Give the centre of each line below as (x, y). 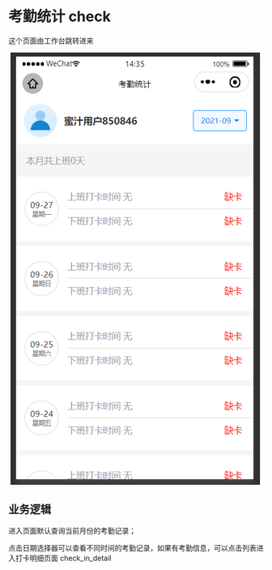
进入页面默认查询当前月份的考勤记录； (72, 530)
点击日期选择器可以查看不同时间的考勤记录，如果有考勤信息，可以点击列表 (132, 547)
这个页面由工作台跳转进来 (51, 41)
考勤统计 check (59, 17)
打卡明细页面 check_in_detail (63, 558)
